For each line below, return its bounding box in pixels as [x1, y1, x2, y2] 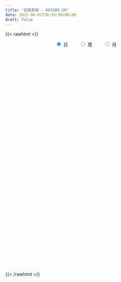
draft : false [5, 17, 33, 22]
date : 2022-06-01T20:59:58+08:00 [5, 12, 77, 17]
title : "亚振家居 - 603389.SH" [5, 7, 69, 13]
